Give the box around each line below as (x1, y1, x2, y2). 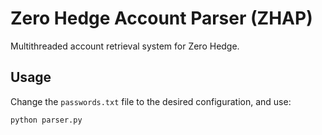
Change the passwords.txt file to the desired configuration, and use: (10, 95, 292, 107)
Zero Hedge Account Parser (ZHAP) (10, 7, 313, 30)
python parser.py (10, 115, 83, 125)
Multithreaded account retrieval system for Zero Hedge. (10, 40, 240, 52)
